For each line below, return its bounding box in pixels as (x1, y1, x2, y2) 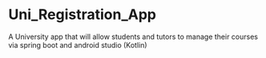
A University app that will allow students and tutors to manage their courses (8, 32, 259, 41)
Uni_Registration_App (8, 6, 156, 24)
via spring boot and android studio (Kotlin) (8, 40, 147, 49)
